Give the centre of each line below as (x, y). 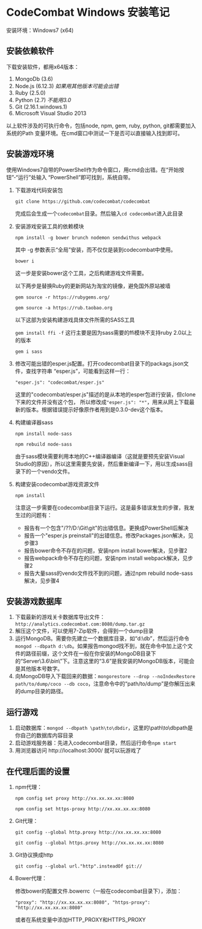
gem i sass (29, 351)
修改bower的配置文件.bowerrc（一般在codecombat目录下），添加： (98, 891)
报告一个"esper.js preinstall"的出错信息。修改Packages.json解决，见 (109, 535)
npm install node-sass (43, 434)
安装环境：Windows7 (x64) (40, 30)
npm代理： (28, 787)
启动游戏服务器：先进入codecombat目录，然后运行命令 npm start (96, 743)
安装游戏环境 (30, 154)
